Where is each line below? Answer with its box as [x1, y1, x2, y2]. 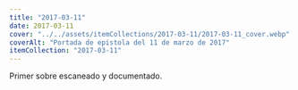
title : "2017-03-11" [9, 12, 87, 22]
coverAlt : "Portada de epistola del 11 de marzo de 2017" [9, 37, 230, 47]
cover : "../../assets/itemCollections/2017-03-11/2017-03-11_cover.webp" [9, 29, 291, 38]
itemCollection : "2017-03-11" [9, 46, 123, 55]
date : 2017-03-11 [9, 21, 74, 30]
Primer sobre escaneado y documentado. [9, 70, 163, 81]
